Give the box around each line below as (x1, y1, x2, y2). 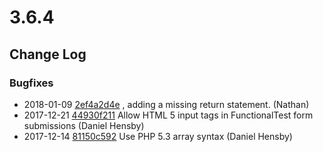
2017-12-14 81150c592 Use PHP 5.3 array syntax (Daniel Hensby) (23, 130, 293, 142)
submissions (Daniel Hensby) (23, 119, 145, 131)
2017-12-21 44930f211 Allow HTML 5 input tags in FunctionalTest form (23, 109, 314, 121)
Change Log (9, 46, 87, 63)
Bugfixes (9, 76, 54, 90)
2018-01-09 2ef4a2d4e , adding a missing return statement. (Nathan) (23, 98, 310, 110)
